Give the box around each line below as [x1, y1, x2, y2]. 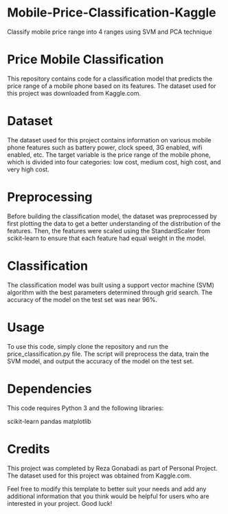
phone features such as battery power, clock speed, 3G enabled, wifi [7, 143, 203, 151]
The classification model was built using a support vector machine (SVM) [7, 281, 215, 289]
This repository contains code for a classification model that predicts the [7, 74, 213, 83]
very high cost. [7, 165, 49, 173]
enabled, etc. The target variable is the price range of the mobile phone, [7, 150, 211, 159]
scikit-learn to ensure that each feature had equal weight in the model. [7, 234, 206, 242]
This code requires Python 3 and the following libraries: [7, 404, 164, 412]
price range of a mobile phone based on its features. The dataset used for [7, 81, 216, 90]
